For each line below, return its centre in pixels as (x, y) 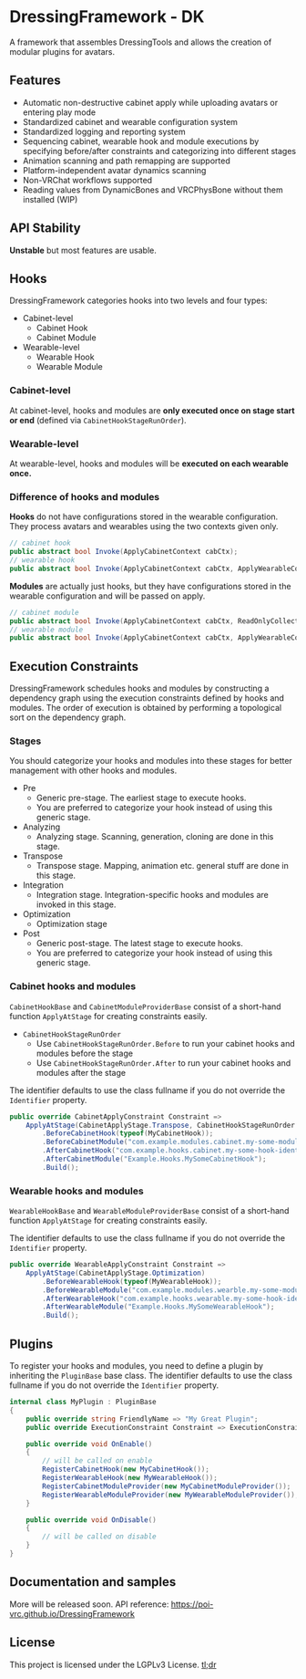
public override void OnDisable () (91, 1520)
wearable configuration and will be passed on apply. (107, 596)
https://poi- (192, 1604)
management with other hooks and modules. (93, 771)
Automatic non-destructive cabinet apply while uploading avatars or (150, 102)
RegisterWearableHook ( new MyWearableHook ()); (130, 1478)
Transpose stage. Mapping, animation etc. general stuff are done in (163, 866)
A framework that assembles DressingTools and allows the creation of (141, 42)
